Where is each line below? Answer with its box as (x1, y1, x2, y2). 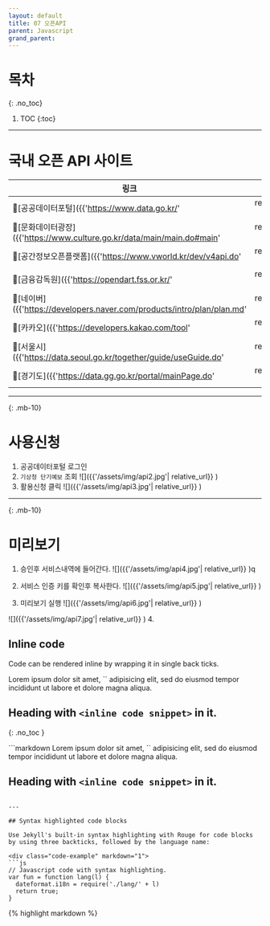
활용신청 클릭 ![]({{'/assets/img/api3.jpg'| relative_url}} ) (19, 482, 202, 492)
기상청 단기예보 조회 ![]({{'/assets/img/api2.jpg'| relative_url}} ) (19, 471, 219, 482)
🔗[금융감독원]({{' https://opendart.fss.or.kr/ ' (12, 274, 173, 285)
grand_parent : (8, 34, 56, 43)
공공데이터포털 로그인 (19, 462, 88, 471)
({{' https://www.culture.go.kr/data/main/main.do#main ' (12, 232, 221, 243)
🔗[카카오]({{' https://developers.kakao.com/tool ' (12, 322, 190, 333)
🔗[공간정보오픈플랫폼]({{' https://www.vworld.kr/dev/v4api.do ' (12, 251, 242, 262)
